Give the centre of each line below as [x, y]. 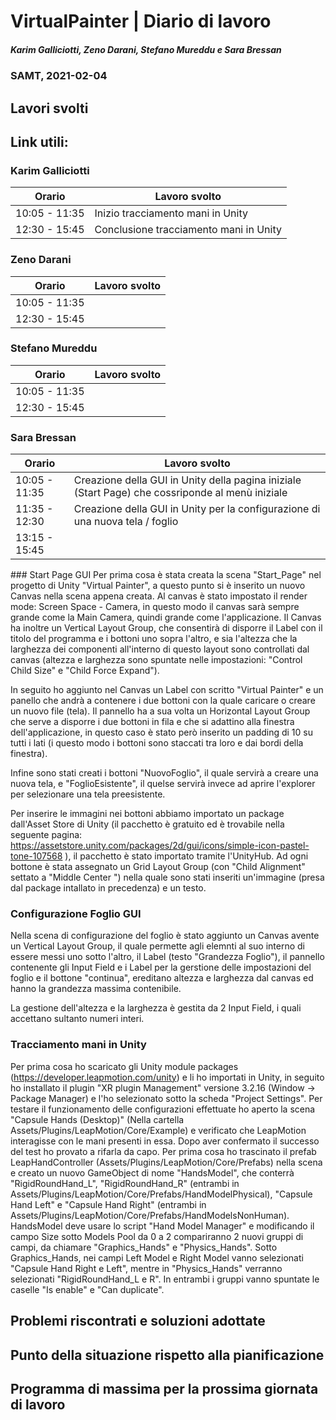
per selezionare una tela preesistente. [88, 794]
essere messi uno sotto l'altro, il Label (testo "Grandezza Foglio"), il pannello [167, 957]
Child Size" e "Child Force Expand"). [85, 671]
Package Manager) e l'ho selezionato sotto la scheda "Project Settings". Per [166, 1098]
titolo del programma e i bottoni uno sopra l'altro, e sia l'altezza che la [154, 639]
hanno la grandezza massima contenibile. [96, 989]
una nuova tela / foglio [126, 522]
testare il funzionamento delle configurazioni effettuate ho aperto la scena [163, 1109]
